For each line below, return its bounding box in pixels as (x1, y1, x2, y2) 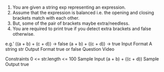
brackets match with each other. (12, 15, 79, 21)
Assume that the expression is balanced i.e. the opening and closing (12, 10, 154, 16)
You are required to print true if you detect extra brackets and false (12, 26, 151, 32)
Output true (5, 61, 29, 67)
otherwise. (12, 31, 35, 37)
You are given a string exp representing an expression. (12, 5, 126, 10)
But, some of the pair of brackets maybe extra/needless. (12, 20, 130, 26)
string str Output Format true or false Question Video (5, 46, 115, 52)
